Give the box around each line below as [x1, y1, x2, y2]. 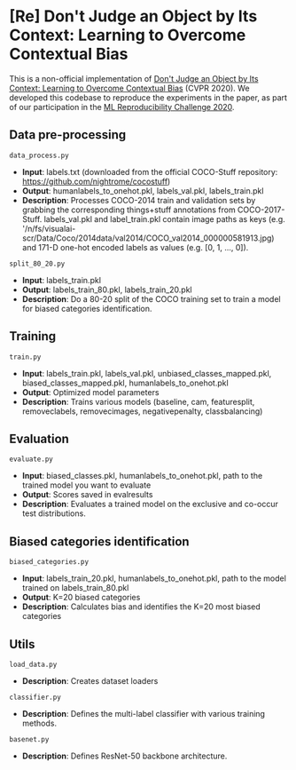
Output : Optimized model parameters [21, 386, 160, 397]
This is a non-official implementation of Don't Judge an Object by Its [9, 73, 259, 83]
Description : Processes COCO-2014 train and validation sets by [21, 194, 256, 205]
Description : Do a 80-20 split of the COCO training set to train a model [21, 293, 281, 304]
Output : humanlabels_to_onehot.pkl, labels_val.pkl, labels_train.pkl [21, 185, 264, 196]
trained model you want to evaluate [21, 480, 152, 490]
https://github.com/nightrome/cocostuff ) [21, 176, 171, 187]
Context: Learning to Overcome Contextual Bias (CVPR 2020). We [9, 83, 250, 93]
